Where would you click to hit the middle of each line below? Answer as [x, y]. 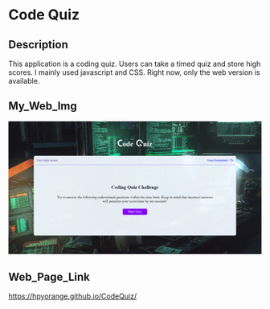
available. [24, 81]
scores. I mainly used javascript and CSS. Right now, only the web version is [134, 72]
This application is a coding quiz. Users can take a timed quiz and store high [135, 64]
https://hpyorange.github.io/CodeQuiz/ [73, 296]
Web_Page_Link [49, 276]
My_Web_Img [43, 106]
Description [38, 45]
